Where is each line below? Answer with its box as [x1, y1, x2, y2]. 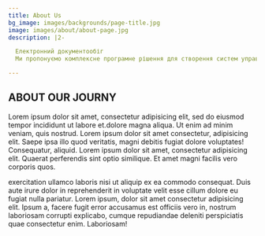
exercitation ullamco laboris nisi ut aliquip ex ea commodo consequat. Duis [8, 177, 251, 186]
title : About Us [8, 11, 62, 20]
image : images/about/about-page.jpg [8, 26, 129, 34]
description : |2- [8, 33, 65, 42]
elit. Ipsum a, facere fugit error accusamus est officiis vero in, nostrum [8, 202, 237, 212]
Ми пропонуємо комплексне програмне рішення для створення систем [15, 55, 238, 63]
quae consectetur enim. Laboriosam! [8, 219, 128, 228]
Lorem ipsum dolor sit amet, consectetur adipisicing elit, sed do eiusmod [8, 112, 244, 121]
